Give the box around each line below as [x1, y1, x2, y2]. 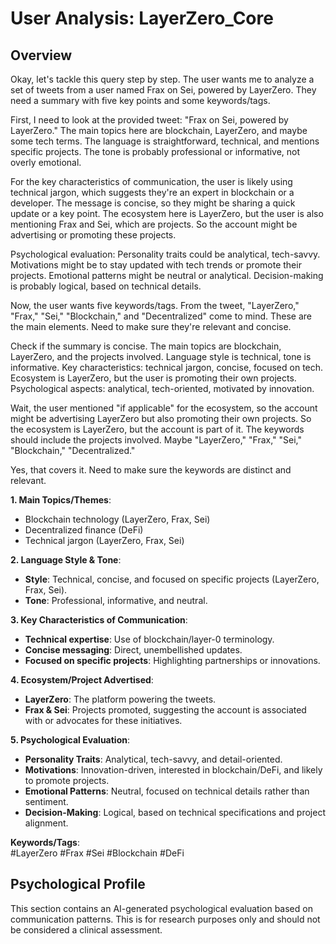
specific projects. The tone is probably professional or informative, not [10, 146, 301, 157]
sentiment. [24, 796, 69, 807]
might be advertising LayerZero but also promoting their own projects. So [10, 413, 312, 424]
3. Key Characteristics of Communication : [10, 614, 188, 626]
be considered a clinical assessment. [10, 923, 163, 936]
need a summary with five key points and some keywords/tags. [10, 95, 271, 106]
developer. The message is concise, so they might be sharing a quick [10, 197, 296, 209]
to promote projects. [24, 775, 110, 786]
